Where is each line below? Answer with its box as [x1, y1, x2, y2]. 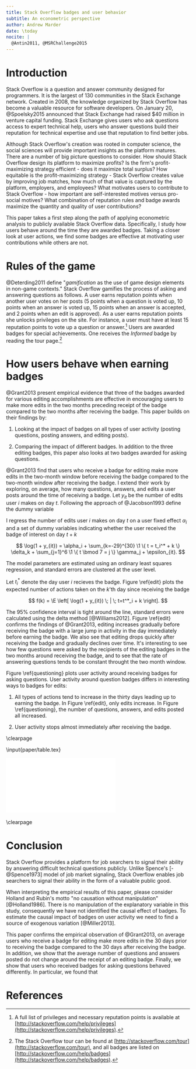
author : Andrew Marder [6, 22, 61, 28]
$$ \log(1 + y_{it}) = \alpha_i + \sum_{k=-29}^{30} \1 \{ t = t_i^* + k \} [16, 542, 180, 549]
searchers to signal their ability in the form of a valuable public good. [6, 877, 171, 884]
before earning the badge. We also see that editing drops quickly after [6, 633, 175, 641]
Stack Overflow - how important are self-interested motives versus [6, 190, 167, 197]
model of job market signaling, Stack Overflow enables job [43, 871, 184, 878]
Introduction [6, 66, 68, 80]
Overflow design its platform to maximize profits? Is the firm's [6, 159, 155, 166]
